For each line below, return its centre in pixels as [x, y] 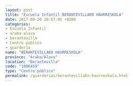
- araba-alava [20, 33]
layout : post [19, 10]
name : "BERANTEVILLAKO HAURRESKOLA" [44, 52]
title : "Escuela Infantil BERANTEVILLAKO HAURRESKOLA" [64, 15]
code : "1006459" [22, 66]
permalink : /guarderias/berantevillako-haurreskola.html [67, 76]
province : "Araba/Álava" [31, 57]
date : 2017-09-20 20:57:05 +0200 [41, 19]
